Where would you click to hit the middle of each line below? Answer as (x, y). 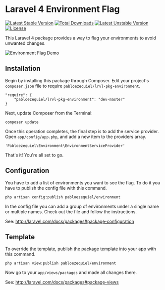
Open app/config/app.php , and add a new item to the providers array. (76, 137)
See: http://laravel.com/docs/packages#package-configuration (70, 221)
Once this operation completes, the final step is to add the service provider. (82, 131)
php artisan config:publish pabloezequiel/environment (63, 197)
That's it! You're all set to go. (34, 155)
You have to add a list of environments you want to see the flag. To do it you (83, 182)
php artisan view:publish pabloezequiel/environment (61, 263)
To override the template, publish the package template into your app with (81, 249)
